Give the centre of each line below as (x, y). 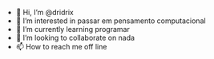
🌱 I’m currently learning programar (73, 29)
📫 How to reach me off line (61, 47)
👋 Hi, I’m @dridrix (44, 12)
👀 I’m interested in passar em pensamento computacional (111, 21)
